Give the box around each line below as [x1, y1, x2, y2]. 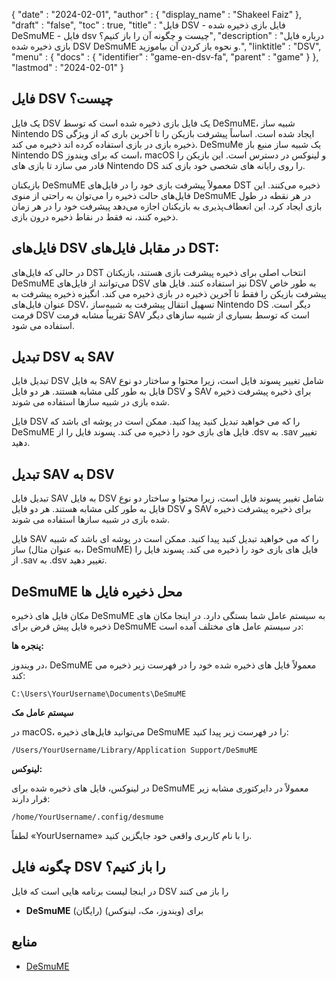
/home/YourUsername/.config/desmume [11, 812, 164, 823]
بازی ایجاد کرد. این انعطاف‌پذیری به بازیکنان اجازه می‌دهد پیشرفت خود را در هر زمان [11, 200, 323, 212]
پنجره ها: [11, 640, 44, 652]
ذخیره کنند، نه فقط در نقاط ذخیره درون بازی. [11, 210, 179, 223]
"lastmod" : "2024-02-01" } [11, 62, 124, 73]
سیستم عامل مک [11, 707, 74, 719]
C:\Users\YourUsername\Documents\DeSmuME [11, 689, 187, 699]
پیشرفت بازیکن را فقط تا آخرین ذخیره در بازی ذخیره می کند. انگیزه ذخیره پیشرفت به [11, 287, 327, 299]
